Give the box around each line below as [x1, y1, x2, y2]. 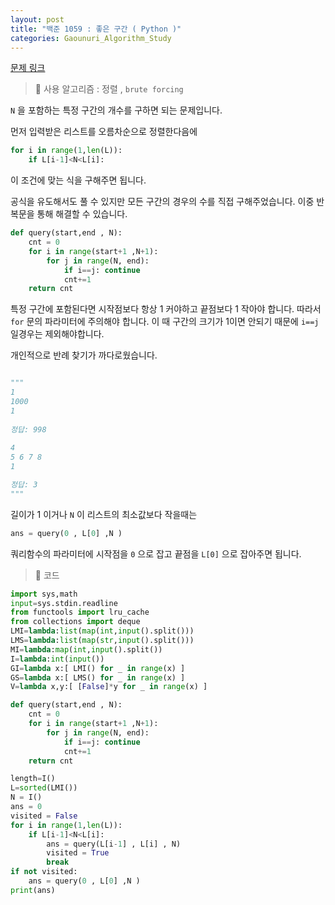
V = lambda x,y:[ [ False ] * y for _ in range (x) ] [10, 682, 208, 692]
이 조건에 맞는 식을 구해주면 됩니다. [10, 174, 147, 186]
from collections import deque [10, 617, 141, 627]
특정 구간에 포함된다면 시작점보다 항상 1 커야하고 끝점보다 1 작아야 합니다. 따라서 [10, 303, 322, 315]
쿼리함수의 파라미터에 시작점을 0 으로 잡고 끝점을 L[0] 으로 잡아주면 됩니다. [10, 547, 302, 560]
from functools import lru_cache [10, 607, 150, 618]
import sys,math [10, 589, 78, 599]
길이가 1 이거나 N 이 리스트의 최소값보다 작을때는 [10, 508, 198, 520]
